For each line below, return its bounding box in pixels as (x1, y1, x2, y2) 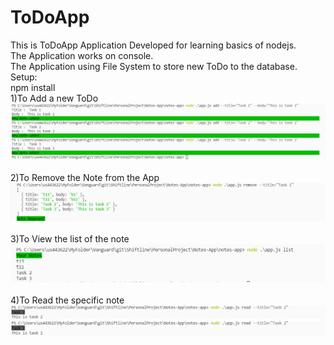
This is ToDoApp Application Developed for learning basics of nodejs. (10, 39, 297, 51)
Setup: (10, 71, 38, 83)
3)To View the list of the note (10, 233, 130, 245)
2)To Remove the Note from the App (10, 172, 160, 183)
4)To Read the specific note (10, 294, 125, 306)
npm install (10, 81, 56, 93)
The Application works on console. (10, 49, 154, 61)
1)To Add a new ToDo (10, 92, 99, 104)
